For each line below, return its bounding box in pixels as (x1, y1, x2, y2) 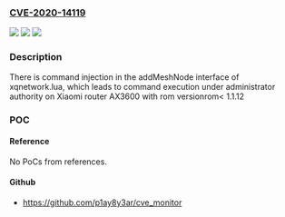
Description (9, 51, 63, 64)
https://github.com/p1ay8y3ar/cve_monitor (22, 197, 182, 208)
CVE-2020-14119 (9, 6, 86, 19)
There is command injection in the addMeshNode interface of (9, 71, 240, 83)
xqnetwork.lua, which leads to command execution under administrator (9, 81, 276, 92)
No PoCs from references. (9, 156, 107, 167)
